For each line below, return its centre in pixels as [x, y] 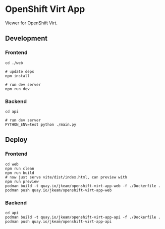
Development [27, 38]
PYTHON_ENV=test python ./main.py [41, 124]
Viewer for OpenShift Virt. [31, 23]
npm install [17, 76]
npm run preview [22, 181]
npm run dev [17, 89]
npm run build [20, 173]
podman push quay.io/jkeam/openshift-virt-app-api [58, 222]
